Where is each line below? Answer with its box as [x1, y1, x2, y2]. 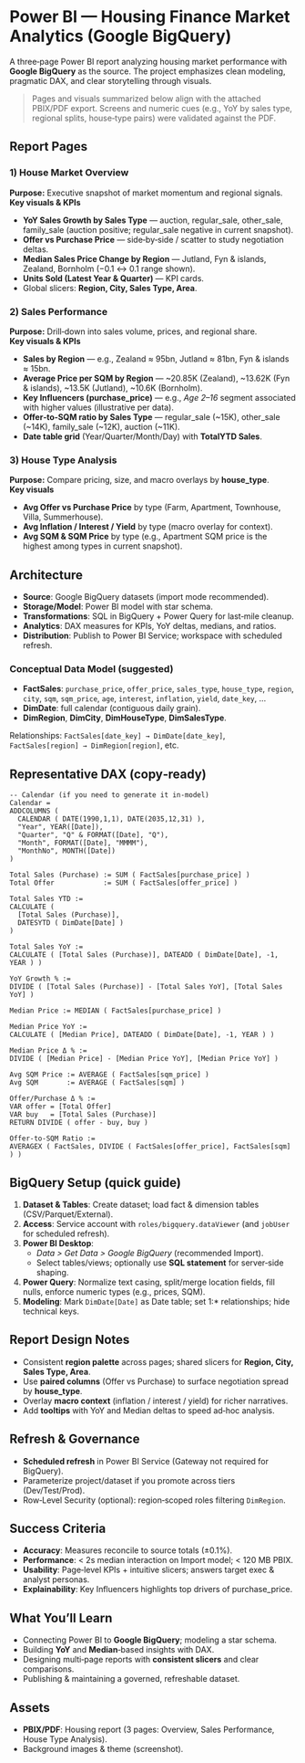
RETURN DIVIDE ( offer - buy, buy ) [9, 1118, 148, 1128]
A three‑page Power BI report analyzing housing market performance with [9, 56, 288, 67]
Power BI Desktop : [22, 1237, 94, 1248]
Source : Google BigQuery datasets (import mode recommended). [22, 592, 269, 603]
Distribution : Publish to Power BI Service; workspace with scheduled [22, 630, 282, 641]
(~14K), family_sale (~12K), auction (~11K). [22, 421, 180, 432]
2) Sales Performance [9, 305, 107, 318]
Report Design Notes [9, 1332, 130, 1348]
